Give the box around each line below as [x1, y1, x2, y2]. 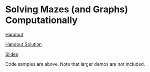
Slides [5, 51, 18, 57]
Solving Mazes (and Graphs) [5, 4, 129, 15]
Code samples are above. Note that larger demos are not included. [5, 61, 145, 67]
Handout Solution [5, 41, 42, 47]
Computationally [5, 14, 78, 26]
